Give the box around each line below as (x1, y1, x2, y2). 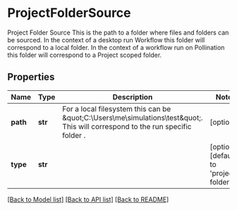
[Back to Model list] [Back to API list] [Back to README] (7, 195, 169, 204)
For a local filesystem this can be (62, 104, 171, 113)
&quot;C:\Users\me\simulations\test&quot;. (62, 113, 203, 123)
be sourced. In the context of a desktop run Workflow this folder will (7, 35, 205, 44)
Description (112, 92, 153, 101)
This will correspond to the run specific (62, 121, 192, 131)
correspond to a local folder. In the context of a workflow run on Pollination (7, 43, 225, 51)
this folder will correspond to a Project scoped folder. (7, 51, 162, 59)
